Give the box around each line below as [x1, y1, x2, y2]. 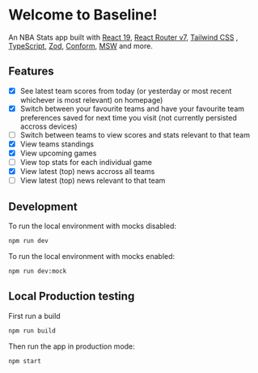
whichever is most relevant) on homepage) [19, 95, 163, 104]
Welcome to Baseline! [8, 6, 158, 24]
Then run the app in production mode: [8, 341, 135, 351]
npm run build [8, 326, 57, 335]
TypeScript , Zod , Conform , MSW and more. [8, 40, 154, 50]
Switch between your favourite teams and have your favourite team [19, 104, 245, 113]
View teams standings [19, 139, 95, 149]
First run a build [8, 311, 61, 320]
